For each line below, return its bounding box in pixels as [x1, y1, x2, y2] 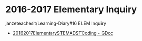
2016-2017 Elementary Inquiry [5, 4, 137, 15]
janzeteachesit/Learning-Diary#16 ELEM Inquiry [5, 20, 107, 26]
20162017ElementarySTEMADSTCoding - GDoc [12, 30, 114, 36]
